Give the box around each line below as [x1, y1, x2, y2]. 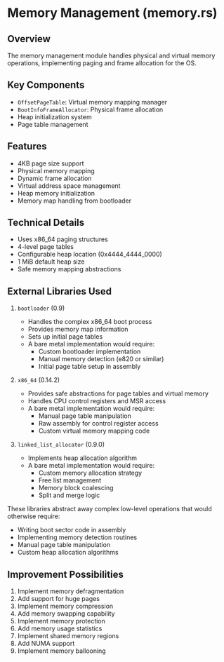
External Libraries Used [7, 285, 112, 297]
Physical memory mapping [17, 166, 95, 175]
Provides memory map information [27, 325, 129, 334]
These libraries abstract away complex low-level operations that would [7, 505, 212, 513]
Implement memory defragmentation [17, 587, 124, 595]
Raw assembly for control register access [38, 419, 159, 428]
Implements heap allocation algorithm [27, 454, 137, 462]
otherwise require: [7, 512, 60, 520]
